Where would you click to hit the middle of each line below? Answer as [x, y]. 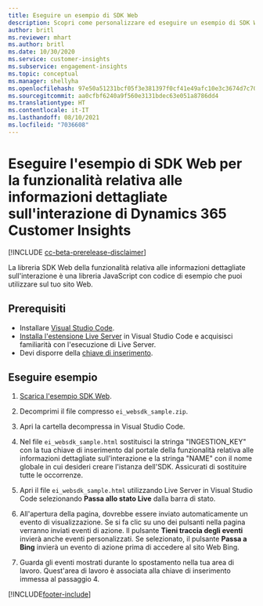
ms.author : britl [36, 45]
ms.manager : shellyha [43, 81]
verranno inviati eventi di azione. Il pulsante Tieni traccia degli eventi [131, 531]
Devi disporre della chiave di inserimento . [86, 352]
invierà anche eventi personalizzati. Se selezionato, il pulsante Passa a [133, 539]
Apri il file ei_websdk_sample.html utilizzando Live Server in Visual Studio [136, 491]
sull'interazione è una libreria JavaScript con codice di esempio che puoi [125, 276]
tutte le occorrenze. [51, 475]
